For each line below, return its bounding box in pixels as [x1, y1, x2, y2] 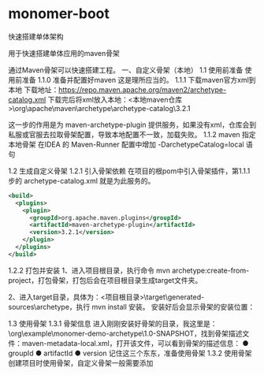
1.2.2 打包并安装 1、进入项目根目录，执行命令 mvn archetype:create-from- [8, 265, 250, 275]
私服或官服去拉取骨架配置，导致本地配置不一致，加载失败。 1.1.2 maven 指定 [8, 129, 256, 139]
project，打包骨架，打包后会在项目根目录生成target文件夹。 [8, 275, 203, 284]
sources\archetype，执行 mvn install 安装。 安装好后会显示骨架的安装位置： [8, 302, 255, 311]
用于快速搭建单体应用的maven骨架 [8, 48, 120, 58]
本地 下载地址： [8, 84, 59, 95]
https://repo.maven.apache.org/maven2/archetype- [58, 84, 227, 95]
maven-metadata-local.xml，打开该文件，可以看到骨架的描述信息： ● [21, 338, 249, 347]
